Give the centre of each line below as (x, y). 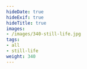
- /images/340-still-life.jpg (44, 34)
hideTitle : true (26, 23)
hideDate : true (25, 12)
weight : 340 (21, 56)
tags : (13, 40)
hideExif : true (25, 17)
